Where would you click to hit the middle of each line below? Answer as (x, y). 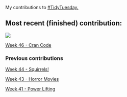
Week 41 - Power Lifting (30, 89)
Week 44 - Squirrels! (27, 69)
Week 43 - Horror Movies (32, 79)
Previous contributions (34, 58)
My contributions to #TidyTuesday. (42, 7)
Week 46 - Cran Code (28, 45)
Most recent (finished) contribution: (64, 23)
